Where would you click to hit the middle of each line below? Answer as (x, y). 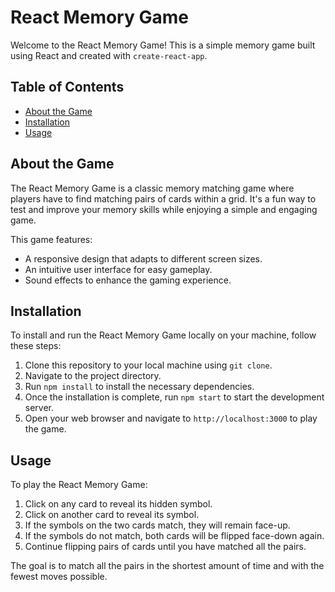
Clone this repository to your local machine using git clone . (148, 365)
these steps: (36, 346)
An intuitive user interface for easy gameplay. (118, 269)
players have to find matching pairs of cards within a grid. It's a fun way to (163, 198)
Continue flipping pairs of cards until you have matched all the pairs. (165, 547)
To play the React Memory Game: (79, 485)
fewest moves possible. (59, 577)
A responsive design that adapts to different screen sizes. (143, 258)
